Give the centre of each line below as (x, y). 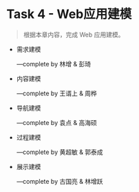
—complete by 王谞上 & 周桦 (57, 93)
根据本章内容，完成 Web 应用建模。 (74, 35)
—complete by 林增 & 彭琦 (54, 64)
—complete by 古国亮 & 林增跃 (60, 181)
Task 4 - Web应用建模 (69, 14)
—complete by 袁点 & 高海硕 (57, 122)
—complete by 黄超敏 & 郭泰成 (60, 152)
